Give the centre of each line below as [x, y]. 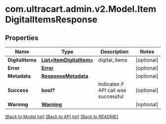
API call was [112, 90]
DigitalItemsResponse [51, 20]
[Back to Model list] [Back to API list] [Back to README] [62, 117]
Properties [22, 38]
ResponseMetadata [65, 76]
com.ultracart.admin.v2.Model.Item [81, 9]
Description [115, 52]
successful [111, 96]
